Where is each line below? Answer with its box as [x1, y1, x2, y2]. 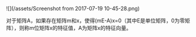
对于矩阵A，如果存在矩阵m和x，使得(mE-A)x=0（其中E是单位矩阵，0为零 [6, 17, 185, 24]
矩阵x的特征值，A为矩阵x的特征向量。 [39, 25, 132, 31]
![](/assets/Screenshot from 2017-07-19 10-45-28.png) [6, 5, 140, 12]
